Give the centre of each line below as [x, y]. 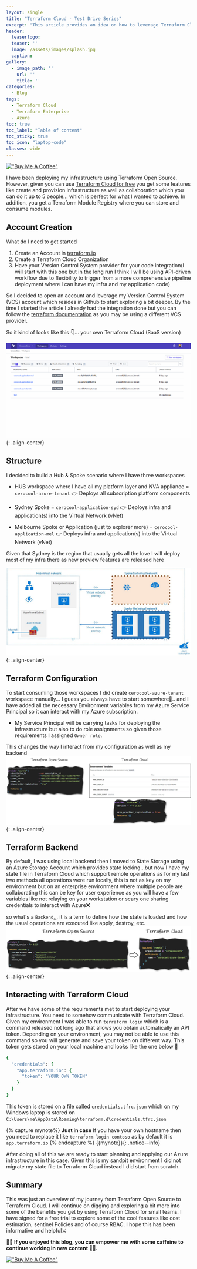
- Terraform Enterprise [40, 112]
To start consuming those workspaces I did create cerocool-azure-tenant [95, 692]
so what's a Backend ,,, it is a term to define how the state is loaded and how [97, 917]
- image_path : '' [33, 68]
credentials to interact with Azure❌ [48, 905]
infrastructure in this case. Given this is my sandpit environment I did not [94, 1160]
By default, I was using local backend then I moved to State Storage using [95, 862]
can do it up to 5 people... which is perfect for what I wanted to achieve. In [96, 196]
